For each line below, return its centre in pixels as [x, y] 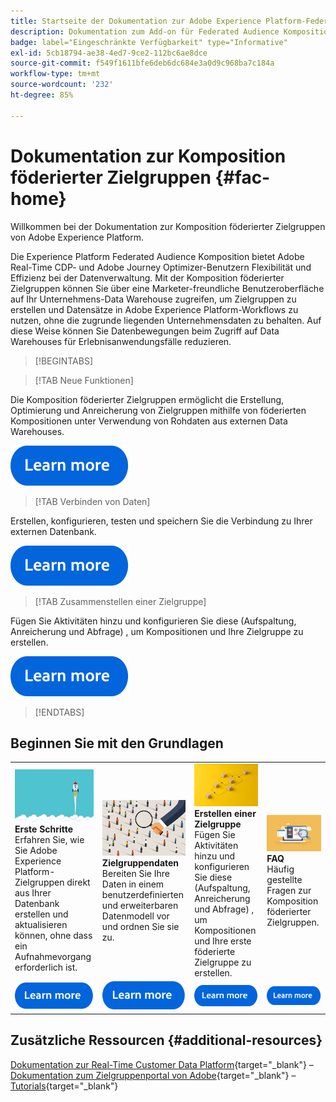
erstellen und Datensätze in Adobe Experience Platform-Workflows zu [154, 309]
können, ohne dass [53, 936]
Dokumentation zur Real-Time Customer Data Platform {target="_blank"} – [162, 1064]
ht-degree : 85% [42, 95]
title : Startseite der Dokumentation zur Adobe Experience [136, 21]
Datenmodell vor [135, 916]
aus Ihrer [33, 893]
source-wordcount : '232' [62, 85]
